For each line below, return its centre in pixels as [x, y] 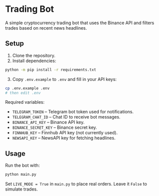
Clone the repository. [34, 55]
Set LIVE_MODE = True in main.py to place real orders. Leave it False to [76, 184]
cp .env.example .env [27, 88]
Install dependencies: [34, 61]
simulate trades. [22, 189]
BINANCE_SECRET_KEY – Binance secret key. [55, 127]
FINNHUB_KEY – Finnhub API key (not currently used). [65, 133]
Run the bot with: [23, 165]
